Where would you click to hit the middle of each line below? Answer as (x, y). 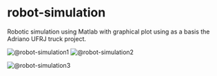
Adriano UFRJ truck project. (47, 38)
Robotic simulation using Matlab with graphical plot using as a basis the (108, 31)
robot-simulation (56, 13)
